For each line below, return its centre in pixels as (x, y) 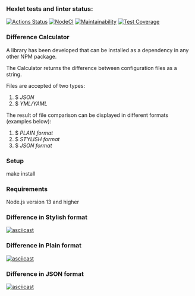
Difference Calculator (38, 37)
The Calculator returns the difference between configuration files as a (92, 68)
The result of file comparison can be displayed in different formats (87, 115)
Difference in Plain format (44, 246)
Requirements (27, 189)
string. (14, 74)
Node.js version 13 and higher (43, 202)
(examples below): (29, 121)
